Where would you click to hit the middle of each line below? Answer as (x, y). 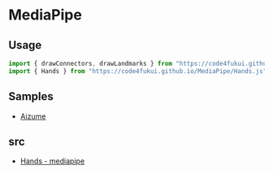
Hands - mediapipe (52, 161)
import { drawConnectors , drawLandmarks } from (91, 63)
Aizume (33, 116)
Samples (31, 96)
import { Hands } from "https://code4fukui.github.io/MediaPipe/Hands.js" (138, 71)
